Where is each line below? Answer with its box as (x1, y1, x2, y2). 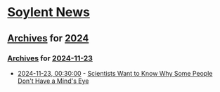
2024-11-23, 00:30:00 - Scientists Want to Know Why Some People (17, 69, 213, 77)
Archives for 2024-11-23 (7, 53, 93, 63)
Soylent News (7, 4, 90, 20)
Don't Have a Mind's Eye (17, 77, 89, 85)
